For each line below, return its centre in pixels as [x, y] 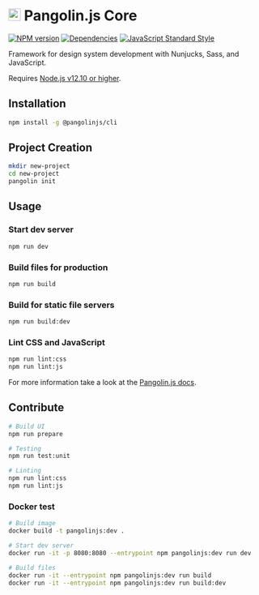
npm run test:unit [39, 456]
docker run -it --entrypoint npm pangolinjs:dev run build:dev [117, 583]
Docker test [32, 507]
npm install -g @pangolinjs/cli [63, 122]
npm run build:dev [39, 322]
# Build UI [27, 426]
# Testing [25, 448]
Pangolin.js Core [81, 16]
